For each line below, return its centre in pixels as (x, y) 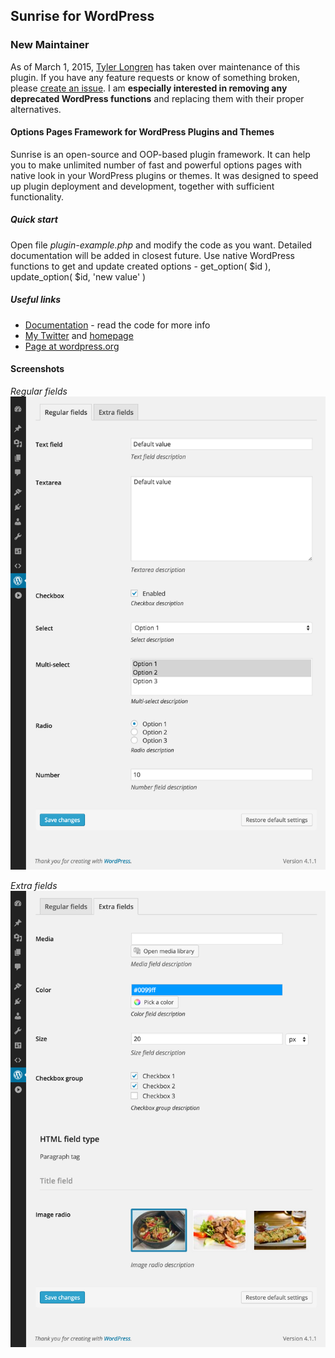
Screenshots (37, 369)
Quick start (34, 220)
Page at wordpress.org (72, 346)
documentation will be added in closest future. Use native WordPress (152, 255)
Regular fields (39, 391)
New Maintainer (50, 45)
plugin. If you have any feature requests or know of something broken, (155, 77)
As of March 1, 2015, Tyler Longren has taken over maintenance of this (155, 66)
